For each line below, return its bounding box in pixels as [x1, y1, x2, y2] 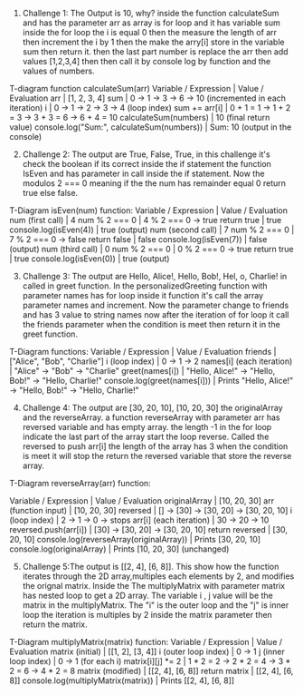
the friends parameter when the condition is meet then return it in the [22, 319, 280, 329]
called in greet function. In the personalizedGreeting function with [22, 280, 269, 291]
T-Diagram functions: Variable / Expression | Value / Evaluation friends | [9, 347, 277, 357]
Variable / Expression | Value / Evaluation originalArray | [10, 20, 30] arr [9, 495, 274, 506]
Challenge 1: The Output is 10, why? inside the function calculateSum [22, 8, 279, 18]
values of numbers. [22, 65, 95, 76]
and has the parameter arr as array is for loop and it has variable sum [22, 17, 280, 28]
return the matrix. [22, 619, 88, 630]
